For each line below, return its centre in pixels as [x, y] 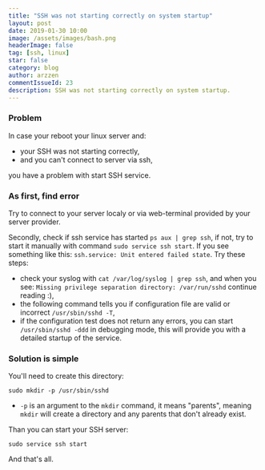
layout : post [30, 23]
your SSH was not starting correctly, [80, 151]
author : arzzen [34, 75]
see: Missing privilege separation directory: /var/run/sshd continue [139, 287]
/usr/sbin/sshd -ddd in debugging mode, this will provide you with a [133, 329]
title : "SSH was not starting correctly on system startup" [111, 16]
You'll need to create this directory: [66, 376]
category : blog [34, 68]
